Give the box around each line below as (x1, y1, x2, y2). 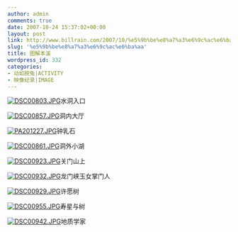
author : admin (7, 10, 50, 18)
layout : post (7, 30, 46, 38)
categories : (7, 63, 42, 70)
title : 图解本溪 (7, 50, 51, 57)
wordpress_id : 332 (7, 57, 62, 64)
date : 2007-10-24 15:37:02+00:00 (7, 23, 106, 31)
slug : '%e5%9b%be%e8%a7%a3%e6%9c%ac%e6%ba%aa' (7, 43, 147, 50)
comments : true (7, 17, 52, 24)
